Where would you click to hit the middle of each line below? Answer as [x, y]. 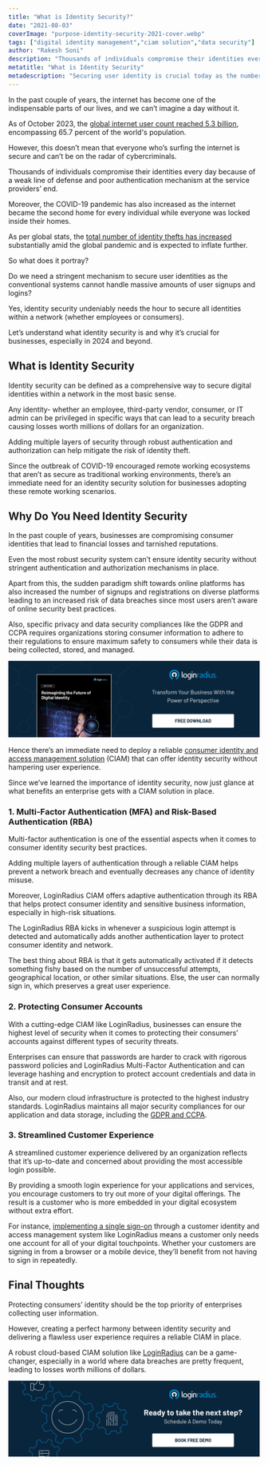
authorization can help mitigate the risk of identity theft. [100, 450]
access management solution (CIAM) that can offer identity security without [133, 758]
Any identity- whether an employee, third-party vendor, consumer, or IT [126, 409]
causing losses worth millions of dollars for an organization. [106, 426]
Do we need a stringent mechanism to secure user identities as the [118, 276]
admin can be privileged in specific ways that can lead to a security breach [132, 418]
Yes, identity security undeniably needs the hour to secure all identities [125, 309]
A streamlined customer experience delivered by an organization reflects [128, 1152]
